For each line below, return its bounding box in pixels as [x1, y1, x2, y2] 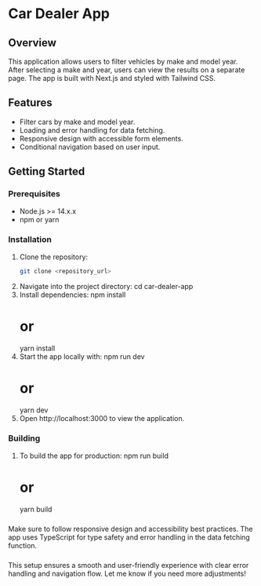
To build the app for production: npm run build [19, 451, 169, 460]
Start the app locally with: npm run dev [19, 351, 145, 361]
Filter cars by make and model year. [19, 117, 136, 126]
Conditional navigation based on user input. [19, 142, 161, 152]
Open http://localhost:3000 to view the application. [19, 413, 185, 423]
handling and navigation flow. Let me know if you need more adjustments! [8, 569, 247, 578]
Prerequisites [8, 189, 60, 200]
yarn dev [19, 405, 49, 415]
